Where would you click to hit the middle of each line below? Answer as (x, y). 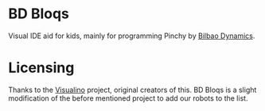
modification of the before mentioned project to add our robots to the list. (128, 98)
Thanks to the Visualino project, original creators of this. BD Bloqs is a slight (132, 90)
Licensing (41, 68)
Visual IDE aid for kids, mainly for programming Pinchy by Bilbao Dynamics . (132, 36)
